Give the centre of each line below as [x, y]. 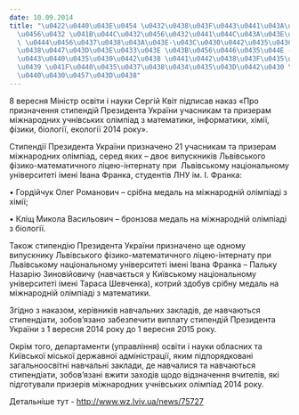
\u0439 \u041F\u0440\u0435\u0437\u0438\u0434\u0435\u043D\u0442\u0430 [151, 68]
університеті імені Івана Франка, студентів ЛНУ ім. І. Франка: [126, 175]
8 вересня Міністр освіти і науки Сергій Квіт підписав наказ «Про [134, 101]
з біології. [28, 228]
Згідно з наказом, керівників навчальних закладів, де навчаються [135, 310]
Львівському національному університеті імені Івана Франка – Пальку [143, 264]
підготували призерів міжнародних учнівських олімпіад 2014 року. [137, 384]
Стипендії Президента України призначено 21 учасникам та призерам [143, 146]
